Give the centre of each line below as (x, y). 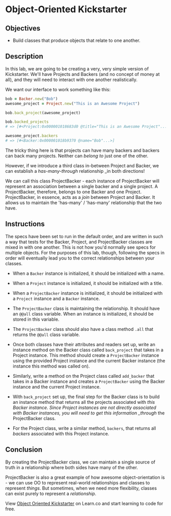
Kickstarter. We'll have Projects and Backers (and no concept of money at (82, 74)
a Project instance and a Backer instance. (56, 298)
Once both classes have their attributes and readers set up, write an (84, 344)
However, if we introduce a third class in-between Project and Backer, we (82, 165)
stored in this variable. (36, 319)
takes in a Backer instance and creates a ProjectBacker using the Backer (89, 381)
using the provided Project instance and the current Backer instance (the (89, 360)
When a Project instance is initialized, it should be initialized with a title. (88, 283)
